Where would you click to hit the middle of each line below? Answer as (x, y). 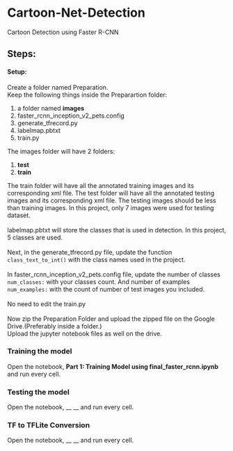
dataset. (19, 215)
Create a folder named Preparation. (58, 87)
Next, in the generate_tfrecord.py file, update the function (90, 252)
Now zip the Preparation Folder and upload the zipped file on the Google (111, 319)
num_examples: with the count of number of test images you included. (106, 289)
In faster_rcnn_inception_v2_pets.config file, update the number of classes (114, 274)
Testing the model (38, 392)
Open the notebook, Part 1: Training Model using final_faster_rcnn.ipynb (113, 366)
